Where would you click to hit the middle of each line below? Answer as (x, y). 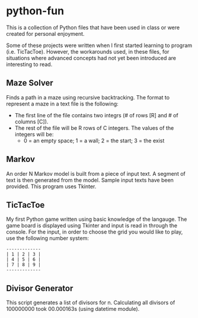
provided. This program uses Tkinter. (51, 186)
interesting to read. (29, 64)
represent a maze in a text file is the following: (62, 104)
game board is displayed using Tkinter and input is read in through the (92, 226)
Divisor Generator (40, 288)
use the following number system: (47, 238)
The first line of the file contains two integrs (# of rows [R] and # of (97, 115)
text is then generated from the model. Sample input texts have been (90, 180)
